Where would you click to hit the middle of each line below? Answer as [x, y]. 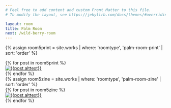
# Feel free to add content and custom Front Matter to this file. [78, 10]
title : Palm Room [24, 28]
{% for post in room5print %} [36, 63]
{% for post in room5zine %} [35, 90]
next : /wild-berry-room [31, 33]
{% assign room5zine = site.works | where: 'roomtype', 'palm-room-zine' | [83, 79]
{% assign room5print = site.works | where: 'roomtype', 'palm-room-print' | [84, 48]
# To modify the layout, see [36, 15]
